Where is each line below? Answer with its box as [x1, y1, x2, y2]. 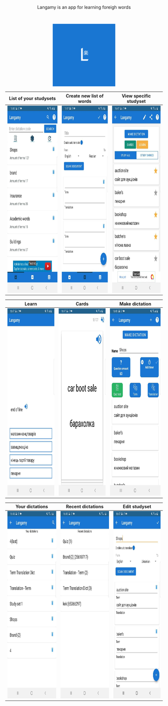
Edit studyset [122, 504, 151, 509]
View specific [121, 92, 151, 99]
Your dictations [15, 504, 48, 509]
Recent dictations [65, 504, 104, 509]
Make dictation [119, 301, 151, 307]
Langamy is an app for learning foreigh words [37, 4, 131, 10]
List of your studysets [9, 95, 56, 101]
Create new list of [65, 92, 104, 99]
